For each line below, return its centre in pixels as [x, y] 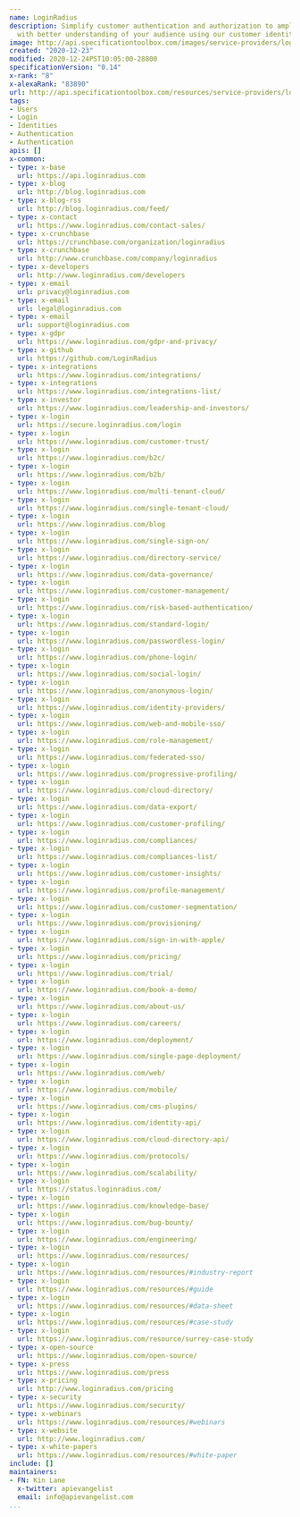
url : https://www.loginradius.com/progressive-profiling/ [128, 774]
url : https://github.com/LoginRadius [87, 358]
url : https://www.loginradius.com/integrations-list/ [119, 392]
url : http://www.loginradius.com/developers [101, 275]
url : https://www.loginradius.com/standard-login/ [113, 624]
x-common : [28, 159]
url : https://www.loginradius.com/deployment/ [105, 1040]
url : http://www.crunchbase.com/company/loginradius [117, 259]
